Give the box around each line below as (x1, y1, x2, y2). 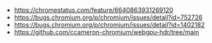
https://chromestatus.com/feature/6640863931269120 (13, 6, 174, 14)
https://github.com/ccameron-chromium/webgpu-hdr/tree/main (13, 28, 199, 36)
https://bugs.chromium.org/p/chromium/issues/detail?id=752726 (13, 13, 203, 21)
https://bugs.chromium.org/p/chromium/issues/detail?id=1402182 (13, 21, 206, 28)
